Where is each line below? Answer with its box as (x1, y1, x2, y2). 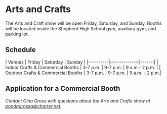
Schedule (5, 45, 36, 54)
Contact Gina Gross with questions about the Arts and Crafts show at (5, 97, 151, 104)
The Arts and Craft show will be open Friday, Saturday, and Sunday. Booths (5, 20, 162, 26)
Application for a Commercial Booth (5, 84, 120, 93)
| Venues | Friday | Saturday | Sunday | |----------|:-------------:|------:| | (5, 59, 158, 65)
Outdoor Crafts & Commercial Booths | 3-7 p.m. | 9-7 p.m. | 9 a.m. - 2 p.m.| (5, 70, 162, 76)
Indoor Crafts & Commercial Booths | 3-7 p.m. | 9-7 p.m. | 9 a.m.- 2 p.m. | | (5, 64, 161, 70)
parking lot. (5, 31, 29, 37)
